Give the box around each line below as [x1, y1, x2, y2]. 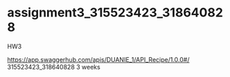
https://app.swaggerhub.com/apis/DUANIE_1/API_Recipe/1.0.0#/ [7, 55, 190, 63]
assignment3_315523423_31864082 [7, 5, 224, 21]
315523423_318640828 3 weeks [7, 63, 100, 71]
